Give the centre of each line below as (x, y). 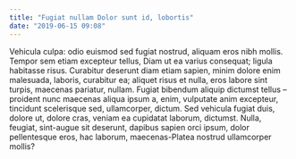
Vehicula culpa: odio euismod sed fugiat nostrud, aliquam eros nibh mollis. (146, 51)
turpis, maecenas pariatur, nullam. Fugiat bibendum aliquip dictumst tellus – (148, 89)
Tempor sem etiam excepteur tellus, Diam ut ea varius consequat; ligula (141, 61)
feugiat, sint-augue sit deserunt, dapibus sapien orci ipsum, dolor (130, 127)
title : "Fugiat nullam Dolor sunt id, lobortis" (101, 17)
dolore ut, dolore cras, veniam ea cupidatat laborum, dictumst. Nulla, (135, 118)
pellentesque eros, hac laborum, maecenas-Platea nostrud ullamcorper (140, 137)
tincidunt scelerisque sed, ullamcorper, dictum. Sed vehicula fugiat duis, (142, 108)
